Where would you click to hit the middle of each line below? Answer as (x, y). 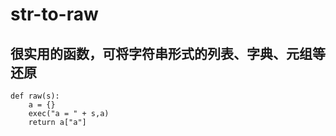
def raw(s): (35, 96)
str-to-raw (54, 14)
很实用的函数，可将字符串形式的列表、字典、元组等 (168, 53)
